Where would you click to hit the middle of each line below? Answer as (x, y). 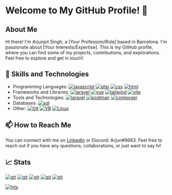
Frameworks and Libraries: (41, 92)
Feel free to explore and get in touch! (44, 58)
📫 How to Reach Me (38, 125)
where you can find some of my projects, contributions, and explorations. (83, 53)
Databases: (25, 103)
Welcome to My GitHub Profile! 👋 (77, 11)
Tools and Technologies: (39, 98)
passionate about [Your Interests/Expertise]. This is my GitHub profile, (79, 47)
